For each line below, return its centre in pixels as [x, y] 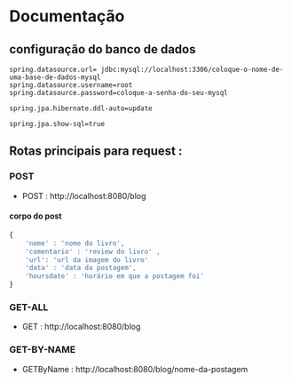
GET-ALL [29, 307]
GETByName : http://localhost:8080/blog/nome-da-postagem [135, 369]
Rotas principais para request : [96, 152]
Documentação [67, 16]
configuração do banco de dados [103, 49]
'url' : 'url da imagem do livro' [87, 259]
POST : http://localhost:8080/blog [84, 195]
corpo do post [36, 216]
